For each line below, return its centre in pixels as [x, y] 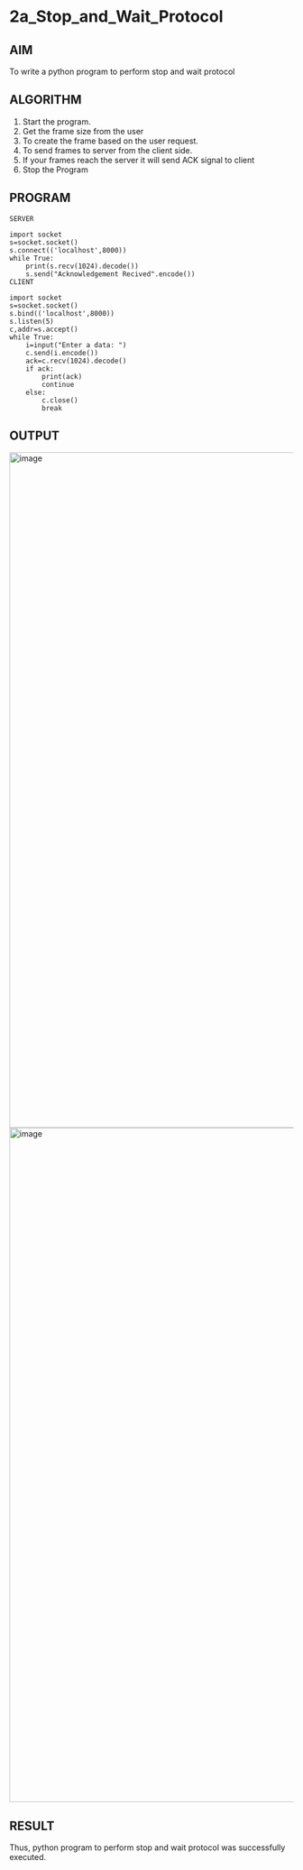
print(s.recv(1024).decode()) [83, 266]
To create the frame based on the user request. [110, 141]
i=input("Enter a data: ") [76, 345]
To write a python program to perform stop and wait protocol [122, 71]
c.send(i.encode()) [62, 353]
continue [58, 384]
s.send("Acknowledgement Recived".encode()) [110, 274]
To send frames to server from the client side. [107, 150]
